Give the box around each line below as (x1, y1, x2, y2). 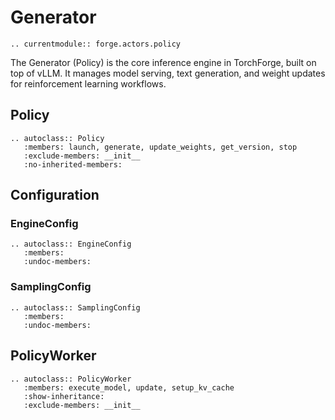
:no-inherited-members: (23, 159, 123, 170)
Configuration (10, 187, 100, 204)
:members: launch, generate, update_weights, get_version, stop (23, 142, 298, 152)
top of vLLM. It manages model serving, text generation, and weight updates (10, 67, 326, 79)
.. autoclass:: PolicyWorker (10, 374, 132, 384)
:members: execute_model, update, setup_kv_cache (23, 382, 235, 393)
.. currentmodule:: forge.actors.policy (10, 39, 182, 49)
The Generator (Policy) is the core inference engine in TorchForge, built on (10, 56, 317, 68)
